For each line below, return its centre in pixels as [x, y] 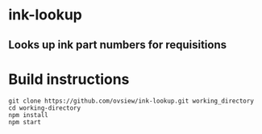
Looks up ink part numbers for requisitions [118, 45]
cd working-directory [45, 108]
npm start [25, 122]
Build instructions [69, 79]
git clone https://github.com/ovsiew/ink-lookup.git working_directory [131, 101]
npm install [28, 115]
